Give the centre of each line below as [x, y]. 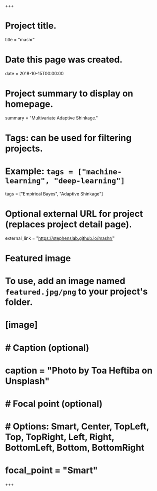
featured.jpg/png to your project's [77, 292]
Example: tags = [39, 171]
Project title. [31, 26]
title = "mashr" [20, 39]
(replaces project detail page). [69, 225]
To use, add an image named [65, 281]
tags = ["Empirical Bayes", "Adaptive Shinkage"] [54, 194]
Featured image [38, 258]
